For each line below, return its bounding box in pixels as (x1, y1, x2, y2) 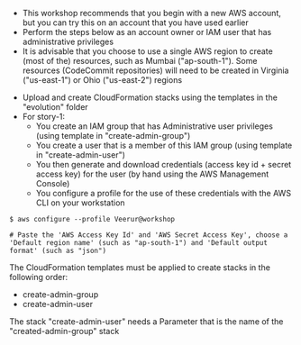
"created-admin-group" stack (9, 326, 120, 336)
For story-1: (22, 112, 66, 122)
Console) (35, 178, 70, 188)
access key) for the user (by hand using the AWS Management (35, 168, 269, 179)
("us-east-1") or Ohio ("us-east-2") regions (22, 75, 183, 85)
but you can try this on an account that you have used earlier (22, 17, 250, 28)
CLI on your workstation (35, 197, 125, 208)
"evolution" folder (22, 102, 88, 112)
